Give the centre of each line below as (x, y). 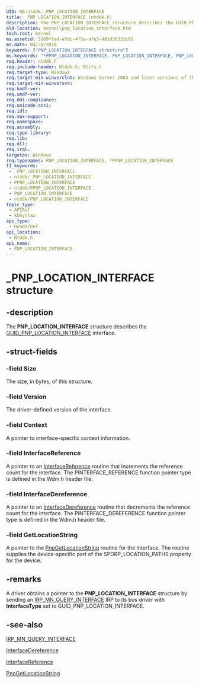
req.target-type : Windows (38, 72)
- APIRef (20, 210)
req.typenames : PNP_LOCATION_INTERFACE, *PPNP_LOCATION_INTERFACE (90, 161)
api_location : (24, 232)
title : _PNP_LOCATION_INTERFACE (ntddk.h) (59, 17)
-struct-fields (32, 351)
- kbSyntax (22, 216)
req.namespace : (25, 122)
